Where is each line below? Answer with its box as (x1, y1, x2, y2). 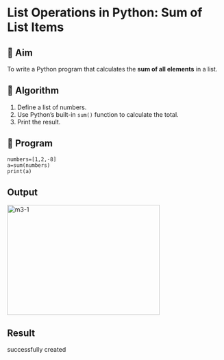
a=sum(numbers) (7, 161, 51, 169)
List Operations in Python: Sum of (7, 5, 203, 21)
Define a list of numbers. (16, 103, 87, 111)
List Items (7, 19, 64, 35)
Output (7, 187, 38, 199)
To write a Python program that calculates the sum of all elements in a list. (7, 65, 218, 73)
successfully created (7, 346, 66, 354)
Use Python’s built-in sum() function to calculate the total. (16, 110, 179, 118)
